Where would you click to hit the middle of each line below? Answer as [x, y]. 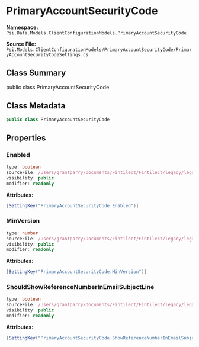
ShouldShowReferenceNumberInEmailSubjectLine [80, 287]
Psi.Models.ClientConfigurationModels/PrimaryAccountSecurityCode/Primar [99, 49]
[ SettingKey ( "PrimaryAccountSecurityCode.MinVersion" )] [76, 272]
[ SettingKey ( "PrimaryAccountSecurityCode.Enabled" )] [73, 205]
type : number [22, 233]
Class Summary [36, 73]
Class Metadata [36, 106]
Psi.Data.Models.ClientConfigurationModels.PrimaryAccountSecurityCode [96, 33]
